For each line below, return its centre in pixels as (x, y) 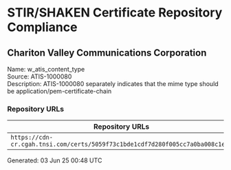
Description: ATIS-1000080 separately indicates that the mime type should (113, 84)
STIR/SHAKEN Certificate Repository (115, 13)
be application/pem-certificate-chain (59, 91)
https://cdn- (32, 138)
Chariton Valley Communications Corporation (107, 53)
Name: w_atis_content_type (46, 69)
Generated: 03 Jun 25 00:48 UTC (55, 160)
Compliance (42, 27)
